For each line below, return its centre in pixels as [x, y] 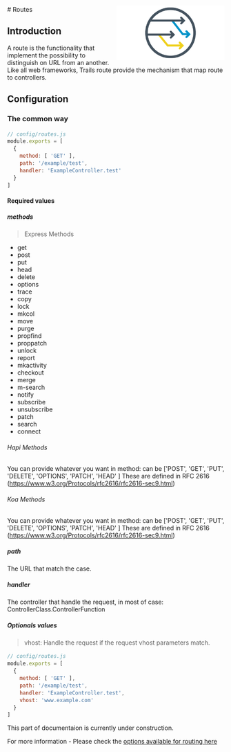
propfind [29, 336]
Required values [31, 201]
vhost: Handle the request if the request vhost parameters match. [117, 643]
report [26, 358]
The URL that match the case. [49, 569]
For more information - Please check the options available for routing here [112, 742]
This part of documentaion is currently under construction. [90, 728]
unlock [27, 350]
